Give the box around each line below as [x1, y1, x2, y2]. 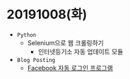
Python [16, 31, 37, 39]
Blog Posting [16, 56, 56, 63]
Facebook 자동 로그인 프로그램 [27, 63, 114, 72]
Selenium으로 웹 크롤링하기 [27, 38, 104, 47]
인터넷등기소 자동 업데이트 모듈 [37, 47, 124, 56]
